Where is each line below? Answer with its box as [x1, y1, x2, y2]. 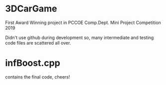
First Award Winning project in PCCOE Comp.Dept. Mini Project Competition [5, 19, 161, 25]
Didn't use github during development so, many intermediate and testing [5, 34, 154, 40]
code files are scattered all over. [5, 39, 71, 45]
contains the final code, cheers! [5, 73, 70, 80]
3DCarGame [5, 3, 57, 14]
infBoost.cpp [5, 57, 61, 69]
